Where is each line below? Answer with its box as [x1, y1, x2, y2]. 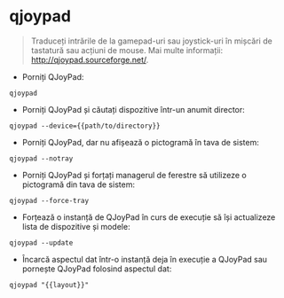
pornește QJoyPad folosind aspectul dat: [21, 263, 172, 274]
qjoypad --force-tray [9, 196, 90, 205]
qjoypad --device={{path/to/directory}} [9, 122, 162, 130]
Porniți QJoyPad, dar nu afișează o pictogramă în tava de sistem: [21, 137, 260, 147]
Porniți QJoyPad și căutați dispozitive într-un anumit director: [21, 104, 246, 114]
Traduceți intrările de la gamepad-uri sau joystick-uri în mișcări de [30, 35, 272, 46]
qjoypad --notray [9, 153, 74, 163]
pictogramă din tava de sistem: [21, 179, 136, 190]
